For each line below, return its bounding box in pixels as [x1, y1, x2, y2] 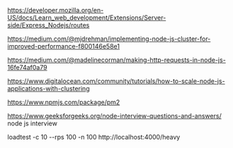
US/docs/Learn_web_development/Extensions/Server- [7, 13, 166, 22]
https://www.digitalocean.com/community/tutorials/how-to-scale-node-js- [7, 77, 225, 85]
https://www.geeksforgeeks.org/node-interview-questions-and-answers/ [7, 112, 222, 120]
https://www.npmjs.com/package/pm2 [7, 98, 120, 106]
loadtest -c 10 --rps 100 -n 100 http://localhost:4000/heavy [7, 133, 181, 141]
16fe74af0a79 [7, 63, 47, 71]
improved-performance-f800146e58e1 [7, 42, 120, 50]
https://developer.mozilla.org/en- [7, 6, 104, 14]
